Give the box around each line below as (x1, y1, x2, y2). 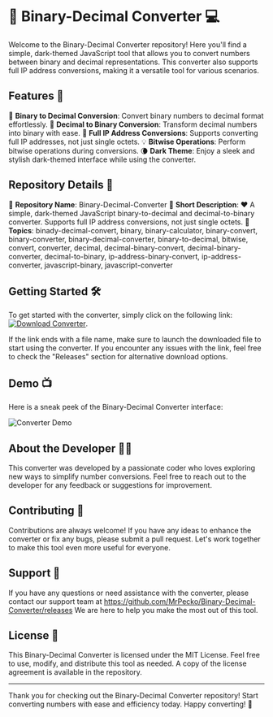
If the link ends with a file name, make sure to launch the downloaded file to (8, 335, 262, 345)
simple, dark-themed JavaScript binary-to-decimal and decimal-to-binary (8, 208, 255, 218)
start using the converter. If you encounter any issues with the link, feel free (8, 343, 262, 353)
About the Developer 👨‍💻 (8, 441, 132, 455)
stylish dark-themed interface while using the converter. (8, 154, 197, 164)
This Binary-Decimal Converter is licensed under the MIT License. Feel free (8, 650, 260, 660)
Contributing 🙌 (8, 504, 84, 518)
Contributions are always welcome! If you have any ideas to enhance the (8, 525, 252, 535)
